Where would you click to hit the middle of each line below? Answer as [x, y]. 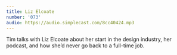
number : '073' [24, 17]
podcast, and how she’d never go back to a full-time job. [75, 46]
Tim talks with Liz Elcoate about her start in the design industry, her [89, 40]
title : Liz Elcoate [30, 12]
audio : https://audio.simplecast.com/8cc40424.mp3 [70, 22]
